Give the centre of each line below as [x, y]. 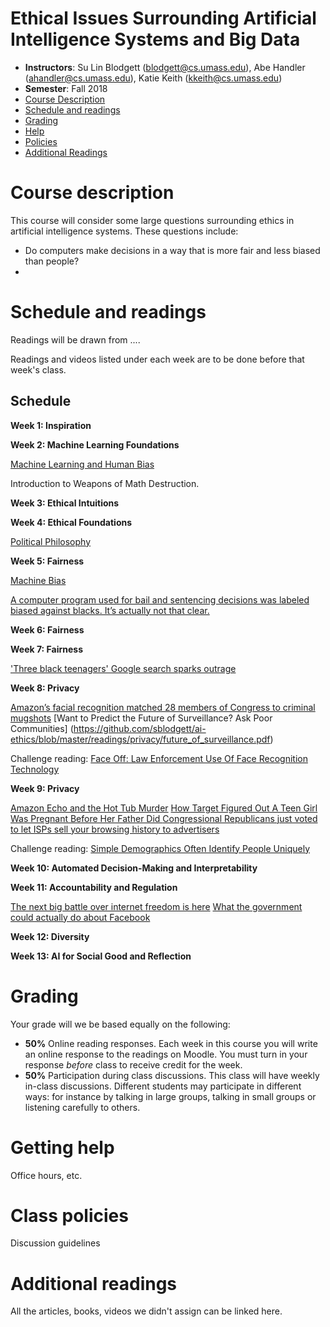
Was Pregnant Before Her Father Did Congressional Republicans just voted [164, 818]
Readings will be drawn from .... [75, 339]
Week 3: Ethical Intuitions [65, 503]
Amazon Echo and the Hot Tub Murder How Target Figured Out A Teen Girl [164, 808]
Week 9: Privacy [45, 788]
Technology [35, 769]
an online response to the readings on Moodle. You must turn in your [166, 1054]
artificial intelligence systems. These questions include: [124, 231]
